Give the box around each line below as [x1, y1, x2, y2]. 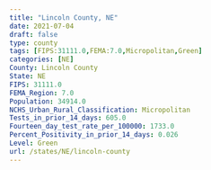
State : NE [9, 72, 47, 81]
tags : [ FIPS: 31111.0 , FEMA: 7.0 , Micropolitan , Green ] [9, 47, 203, 56]
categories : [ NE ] [9, 55, 75, 64]
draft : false [9, 30, 58, 39]
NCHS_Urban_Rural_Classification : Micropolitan [9, 105, 191, 114]
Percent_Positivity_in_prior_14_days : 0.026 [9, 130, 179, 139]
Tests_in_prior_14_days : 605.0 [9, 113, 127, 122]
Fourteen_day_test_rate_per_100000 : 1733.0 [9, 122, 175, 131]
